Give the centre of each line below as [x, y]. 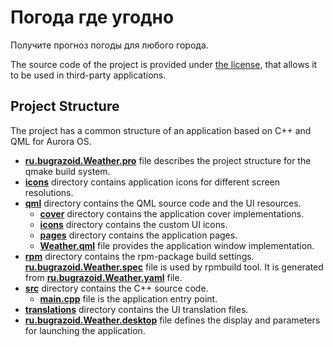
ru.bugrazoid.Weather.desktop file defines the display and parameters [172, 320]
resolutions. [49, 192]
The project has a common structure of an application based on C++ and [161, 130]
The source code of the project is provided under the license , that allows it [164, 64]
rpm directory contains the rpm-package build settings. [139, 256]
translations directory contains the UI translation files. [136, 309]
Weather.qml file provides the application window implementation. [177, 245]
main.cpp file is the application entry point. [128, 298]
